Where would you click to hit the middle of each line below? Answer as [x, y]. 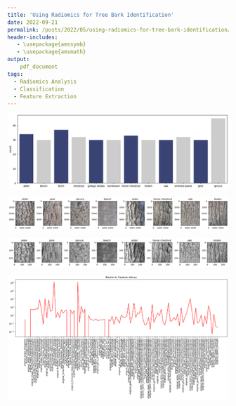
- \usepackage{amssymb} [51, 45]
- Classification [39, 89]
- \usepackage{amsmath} [51, 52]
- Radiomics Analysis [45, 81]
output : [19, 60]
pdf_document [39, 67]
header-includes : [33, 37]
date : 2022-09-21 [33, 22]
